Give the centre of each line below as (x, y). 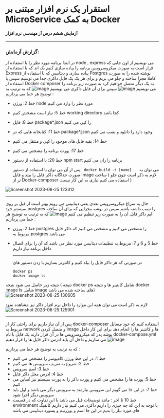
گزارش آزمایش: (22, 52)
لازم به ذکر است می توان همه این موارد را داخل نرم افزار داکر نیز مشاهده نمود (77, 305)
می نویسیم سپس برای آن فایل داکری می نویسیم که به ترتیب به (81, 88)
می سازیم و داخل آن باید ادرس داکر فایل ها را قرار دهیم (56, 339)
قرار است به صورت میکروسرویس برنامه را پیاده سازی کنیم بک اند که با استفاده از (79, 67)
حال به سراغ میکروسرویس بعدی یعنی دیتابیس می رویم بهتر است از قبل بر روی (77, 203)
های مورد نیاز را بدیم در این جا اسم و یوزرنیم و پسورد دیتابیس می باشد (76, 410)
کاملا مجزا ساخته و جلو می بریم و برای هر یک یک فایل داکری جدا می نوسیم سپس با (81, 78)
